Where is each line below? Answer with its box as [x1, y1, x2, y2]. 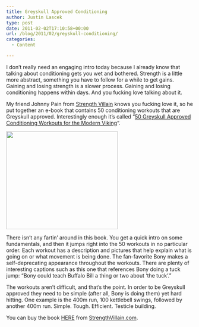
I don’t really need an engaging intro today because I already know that [6, 63, 181, 70]
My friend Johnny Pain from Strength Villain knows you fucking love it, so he [6, 100, 193, 107]
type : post [6, 20, 33, 26]
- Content [11, 42, 36, 48]
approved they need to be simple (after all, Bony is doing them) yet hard [6, 289, 182, 297]
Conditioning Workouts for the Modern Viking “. [6, 119, 121, 126]
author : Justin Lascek [6, 14, 62, 20]
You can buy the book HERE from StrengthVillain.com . [6, 314, 138, 321]
